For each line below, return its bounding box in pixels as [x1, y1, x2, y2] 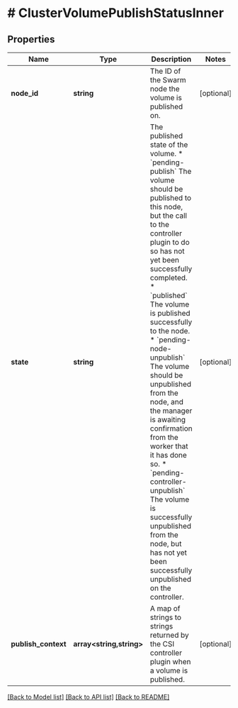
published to [149, 193, 192, 203]
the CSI [149, 639, 175, 648]
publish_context [11, 639, 67, 648]
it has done [149, 450, 188, 460]
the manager [149, 406, 193, 416]
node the [149, 84, 180, 94]
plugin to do [149, 238, 190, 247]
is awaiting [149, 415, 186, 424]
